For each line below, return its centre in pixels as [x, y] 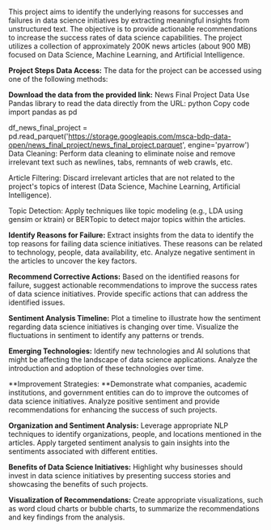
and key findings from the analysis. [67, 517]
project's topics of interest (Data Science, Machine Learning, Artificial [125, 186]
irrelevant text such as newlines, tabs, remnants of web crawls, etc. [121, 162]
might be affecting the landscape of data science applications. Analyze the [133, 359]
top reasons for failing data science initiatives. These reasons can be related [135, 244]
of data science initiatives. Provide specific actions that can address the [128, 294]
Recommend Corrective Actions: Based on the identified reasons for [124, 276]
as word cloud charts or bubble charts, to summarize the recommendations [134, 509]
